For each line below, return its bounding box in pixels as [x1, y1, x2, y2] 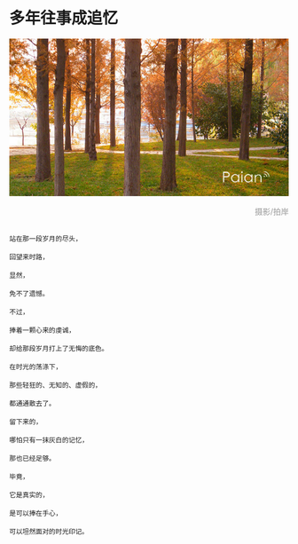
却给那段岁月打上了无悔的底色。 [9, 343, 109, 353]
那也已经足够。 [9, 453, 56, 462]
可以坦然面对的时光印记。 [9, 527, 89, 536]
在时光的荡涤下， [9, 362, 63, 371]
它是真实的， [9, 490, 50, 500]
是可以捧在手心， [9, 509, 63, 517]
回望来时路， [9, 252, 50, 262]
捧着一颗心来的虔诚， [9, 326, 75, 335]
